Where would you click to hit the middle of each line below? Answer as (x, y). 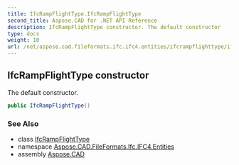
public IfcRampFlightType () (49, 106)
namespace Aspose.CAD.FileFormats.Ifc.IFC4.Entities (96, 147)
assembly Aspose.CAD (51, 154)
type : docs (23, 34)
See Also (23, 123)
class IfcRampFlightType (54, 139)
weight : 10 (23, 40)
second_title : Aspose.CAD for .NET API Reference (83, 21)
